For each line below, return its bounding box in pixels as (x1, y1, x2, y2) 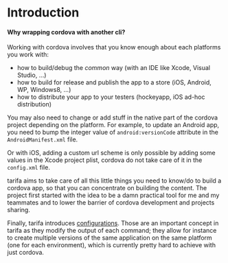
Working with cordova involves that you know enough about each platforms (7, 43, 221, 52)
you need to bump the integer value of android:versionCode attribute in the (7, 128, 218, 137)
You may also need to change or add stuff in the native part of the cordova (7, 113, 218, 122)
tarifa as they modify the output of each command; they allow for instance (7, 227, 217, 235)
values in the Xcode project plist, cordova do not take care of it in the (7, 156, 203, 164)
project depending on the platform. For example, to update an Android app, (7, 121, 220, 129)
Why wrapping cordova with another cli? (7, 27, 126, 36)
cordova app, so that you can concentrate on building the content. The (7, 184, 207, 192)
